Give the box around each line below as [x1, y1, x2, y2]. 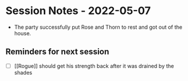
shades [14, 69, 33, 76]
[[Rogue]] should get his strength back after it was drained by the [14, 62, 174, 69]
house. [14, 29, 31, 36]
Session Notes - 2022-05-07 [5, 4, 151, 18]
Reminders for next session [5, 47, 110, 57]
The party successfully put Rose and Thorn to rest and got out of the [14, 23, 183, 31]
